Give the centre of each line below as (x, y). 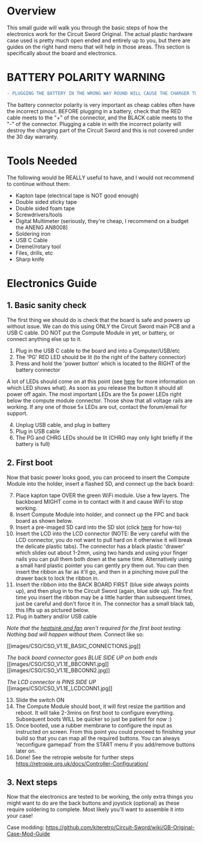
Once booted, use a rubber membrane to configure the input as (94, 725)
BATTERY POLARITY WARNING (86, 78)
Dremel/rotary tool (38, 246)
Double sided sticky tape (46, 201)
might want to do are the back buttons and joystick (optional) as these (93, 803)
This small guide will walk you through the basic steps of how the (88, 28)
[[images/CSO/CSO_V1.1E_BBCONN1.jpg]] (58, 664)
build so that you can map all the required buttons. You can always (98, 738)
